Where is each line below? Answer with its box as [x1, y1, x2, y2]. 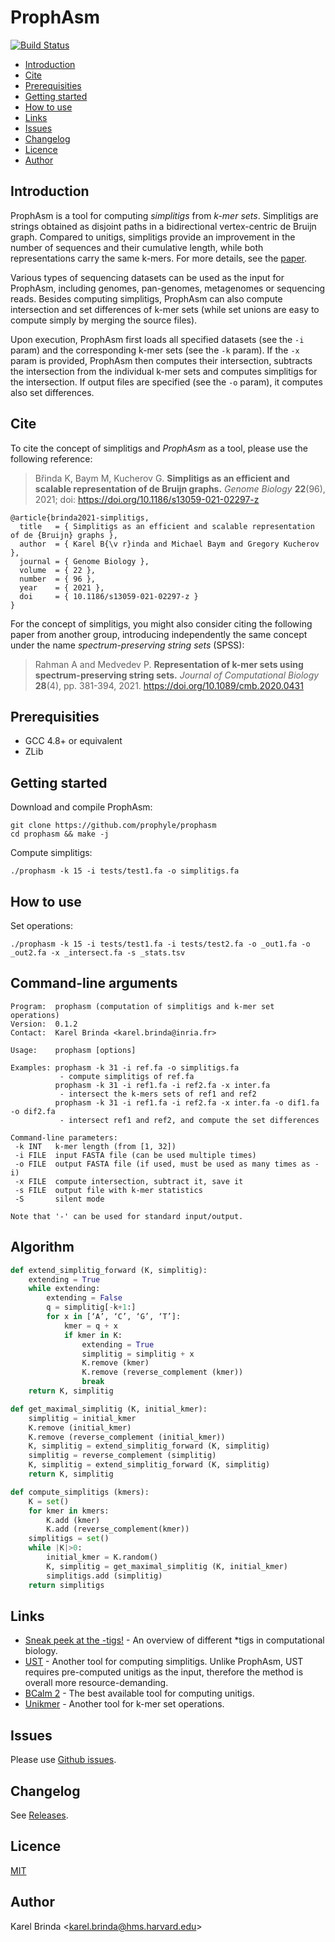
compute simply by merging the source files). [10, 314, 198, 326]
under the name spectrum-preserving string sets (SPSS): [10, 639, 245, 651]
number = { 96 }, [19, 574, 97, 584]
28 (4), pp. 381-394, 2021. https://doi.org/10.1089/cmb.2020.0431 [34, 679, 304, 691]
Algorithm [10, 1239, 75, 1256]
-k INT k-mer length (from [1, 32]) [14, 1141, 177, 1151]
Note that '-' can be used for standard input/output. [10, 1211, 244, 1221]
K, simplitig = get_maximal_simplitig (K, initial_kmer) [46, 1561, 288, 1571]
